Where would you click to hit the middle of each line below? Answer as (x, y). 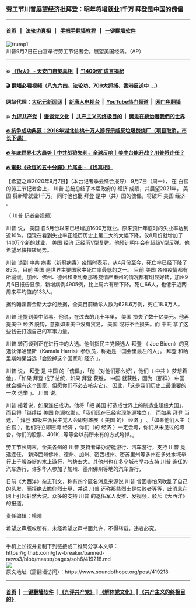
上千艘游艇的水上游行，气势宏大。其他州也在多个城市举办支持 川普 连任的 (99, 462)
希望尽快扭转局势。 (29, 250)
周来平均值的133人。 (31, 292)
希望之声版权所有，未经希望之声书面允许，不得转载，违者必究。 (83, 528)
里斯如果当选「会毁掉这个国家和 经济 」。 (55, 358)
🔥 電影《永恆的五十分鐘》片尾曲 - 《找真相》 (60, 167)
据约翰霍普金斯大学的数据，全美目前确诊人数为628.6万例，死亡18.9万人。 (94, 304)
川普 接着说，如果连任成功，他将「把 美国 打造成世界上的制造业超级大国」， (96, 405)
